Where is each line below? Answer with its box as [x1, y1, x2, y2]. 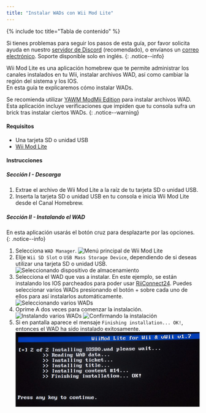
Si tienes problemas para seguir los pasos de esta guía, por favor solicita [6, 39, 190, 47]
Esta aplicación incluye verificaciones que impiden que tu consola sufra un [6, 102, 196, 110]
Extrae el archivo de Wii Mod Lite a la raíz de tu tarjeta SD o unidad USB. [15, 186, 198, 194]
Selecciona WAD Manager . [15, 247, 77, 254]
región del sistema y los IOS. [6, 77, 78, 85]
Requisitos [6, 123, 34, 130]
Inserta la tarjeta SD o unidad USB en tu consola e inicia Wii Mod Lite [15, 193, 189, 200]
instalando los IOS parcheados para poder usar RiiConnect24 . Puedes [15, 279, 192, 287]
